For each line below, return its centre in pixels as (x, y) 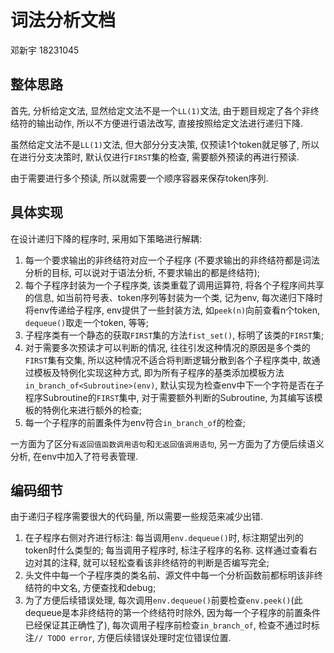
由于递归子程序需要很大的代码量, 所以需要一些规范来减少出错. (137, 517)
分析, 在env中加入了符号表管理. (74, 456)
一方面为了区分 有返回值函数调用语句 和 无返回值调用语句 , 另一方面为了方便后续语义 (167, 443)
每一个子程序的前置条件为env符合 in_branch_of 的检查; (135, 422)
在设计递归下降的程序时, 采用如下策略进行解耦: (106, 238)
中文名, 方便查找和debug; (104, 588)
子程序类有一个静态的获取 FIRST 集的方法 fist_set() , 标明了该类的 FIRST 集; (174, 335)
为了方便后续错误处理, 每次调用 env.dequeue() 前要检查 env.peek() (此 (163, 600)
